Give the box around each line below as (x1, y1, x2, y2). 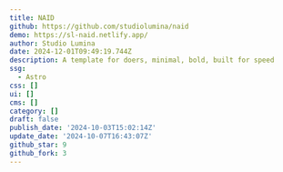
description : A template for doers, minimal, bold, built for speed (9, 56, 275, 65)
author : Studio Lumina (9, 38, 96, 48)
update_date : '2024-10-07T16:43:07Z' (9, 132, 153, 141)
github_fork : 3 (9, 148, 67, 157)
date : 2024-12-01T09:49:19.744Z (9, 47, 132, 56)
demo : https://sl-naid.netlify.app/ (9, 30, 148, 39)
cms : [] (9, 97, 39, 107)
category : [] (9, 106, 59, 116)
